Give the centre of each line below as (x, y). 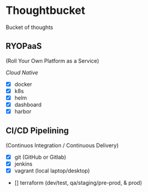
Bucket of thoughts (30, 27)
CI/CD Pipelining (37, 131)
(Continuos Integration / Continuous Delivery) (62, 145)
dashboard (28, 104)
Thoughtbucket (46, 11)
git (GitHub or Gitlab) (40, 157)
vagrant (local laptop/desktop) (52, 171)
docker (23, 84)
